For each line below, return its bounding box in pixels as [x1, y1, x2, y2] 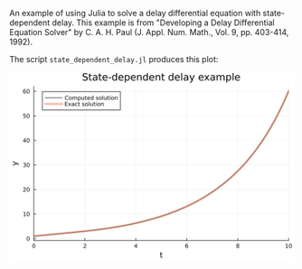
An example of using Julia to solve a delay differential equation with [9, 8, 261, 18]
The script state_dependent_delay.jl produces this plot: [9, 54, 219, 64]
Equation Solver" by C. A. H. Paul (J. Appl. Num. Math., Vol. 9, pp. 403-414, [9, 27, 289, 37]
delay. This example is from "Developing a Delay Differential [52, 17, 275, 28]
